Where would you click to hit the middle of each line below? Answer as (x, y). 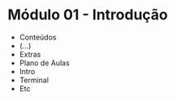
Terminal (34, 80)
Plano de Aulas (44, 63)
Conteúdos (38, 37)
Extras (30, 54)
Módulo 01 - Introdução (88, 15)
